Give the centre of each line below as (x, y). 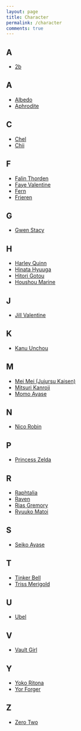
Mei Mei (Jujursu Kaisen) (45, 381)
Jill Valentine (30, 315)
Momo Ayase (31, 393)
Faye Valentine (33, 184)
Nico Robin (28, 427)
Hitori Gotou (30, 276)
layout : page (22, 12)
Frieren (23, 197)
